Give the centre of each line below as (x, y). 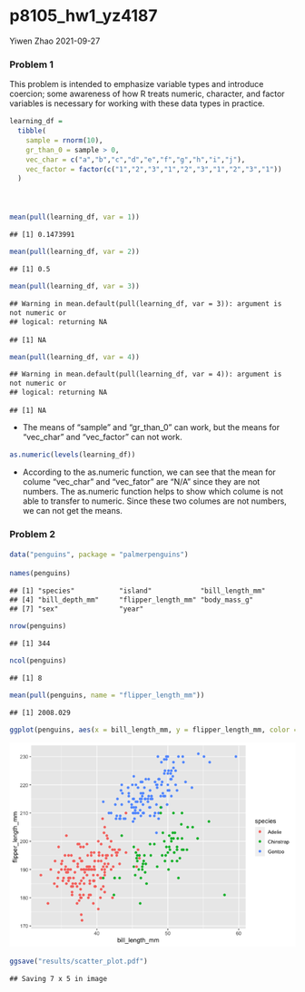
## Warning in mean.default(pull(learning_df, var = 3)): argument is (146, 304)
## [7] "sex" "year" (77, 609)
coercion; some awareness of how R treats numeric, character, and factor (147, 94)
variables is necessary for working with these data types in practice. (137, 103)
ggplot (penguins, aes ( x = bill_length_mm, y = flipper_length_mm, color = (154, 730)
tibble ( (32, 131)
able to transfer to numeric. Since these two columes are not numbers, (155, 501)
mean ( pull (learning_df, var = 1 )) (75, 217)
